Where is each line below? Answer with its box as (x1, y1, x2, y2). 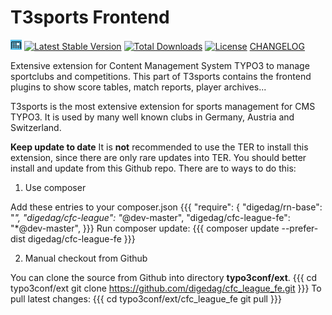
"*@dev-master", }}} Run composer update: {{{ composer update (10, 222, 280, 234)
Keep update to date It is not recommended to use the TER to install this (10, 141, 309, 153)
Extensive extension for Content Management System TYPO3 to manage (10, 59, 310, 71)
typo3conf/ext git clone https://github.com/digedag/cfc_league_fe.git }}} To (10, 282, 322, 294)
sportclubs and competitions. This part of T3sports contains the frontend (10, 70, 312, 82)
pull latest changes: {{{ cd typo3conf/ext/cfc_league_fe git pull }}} (10, 292, 282, 305)
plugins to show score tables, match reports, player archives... (10, 81, 267, 93)
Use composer (24, 181, 87, 193)
